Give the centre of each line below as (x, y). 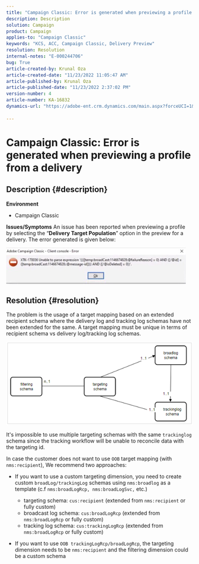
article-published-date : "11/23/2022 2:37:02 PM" (69, 88)
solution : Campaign (30, 25)
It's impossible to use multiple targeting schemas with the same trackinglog (99, 435)
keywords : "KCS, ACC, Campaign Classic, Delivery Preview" (81, 44)
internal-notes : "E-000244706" (45, 56)
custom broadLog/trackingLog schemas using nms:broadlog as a (92, 483)
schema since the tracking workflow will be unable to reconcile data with (95, 441)
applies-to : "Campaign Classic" (46, 38)
